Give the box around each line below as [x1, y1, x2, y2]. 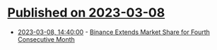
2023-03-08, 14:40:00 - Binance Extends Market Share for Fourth [17, 28, 211, 36]
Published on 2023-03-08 [7, 5, 165, 21]
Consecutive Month [17, 35, 76, 43]
